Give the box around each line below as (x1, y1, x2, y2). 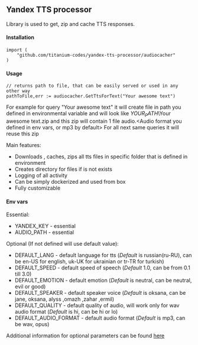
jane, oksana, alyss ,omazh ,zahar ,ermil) (14, 295, 115, 303)
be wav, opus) (14, 321, 50, 328)
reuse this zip (6, 130, 40, 138)
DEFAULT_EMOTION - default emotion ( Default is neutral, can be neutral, (14, 277, 192, 284)
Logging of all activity (14, 172, 68, 179)
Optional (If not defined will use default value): (6, 240, 119, 248)
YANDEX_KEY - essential (14, 223, 76, 230)
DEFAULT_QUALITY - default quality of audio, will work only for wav (14, 302, 180, 309)
